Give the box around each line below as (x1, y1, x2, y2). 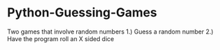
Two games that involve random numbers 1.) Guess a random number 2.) (7, 27, 214, 36)
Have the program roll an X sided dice (7, 34, 115, 42)
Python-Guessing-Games (7, 5, 157, 21)
